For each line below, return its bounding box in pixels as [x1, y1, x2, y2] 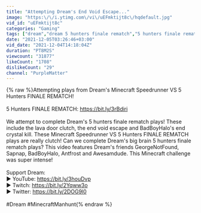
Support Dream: [6, 169, 46, 177]
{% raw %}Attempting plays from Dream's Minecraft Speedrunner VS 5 [6, 86, 182, 93]
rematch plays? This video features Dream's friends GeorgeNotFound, [6, 144, 179, 151]
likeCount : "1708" [6, 59, 52, 65]
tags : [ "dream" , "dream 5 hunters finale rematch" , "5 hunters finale [6, 31, 181, 37]
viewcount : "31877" [6, 53, 55, 59]
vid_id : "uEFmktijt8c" [6, 20, 63, 26]
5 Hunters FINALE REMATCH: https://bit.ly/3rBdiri [6, 105, 128, 112]
